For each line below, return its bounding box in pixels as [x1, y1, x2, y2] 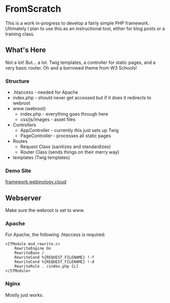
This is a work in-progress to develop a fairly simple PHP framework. [5, 20, 150, 26]
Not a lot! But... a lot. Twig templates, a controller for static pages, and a [5, 59, 156, 66]
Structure [5, 77, 30, 84]
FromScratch [5, 3, 62, 15]
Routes [12, 138, 28, 144]
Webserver [5, 193, 42, 202]
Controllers [12, 122, 37, 128]
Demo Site [5, 167, 32, 174]
